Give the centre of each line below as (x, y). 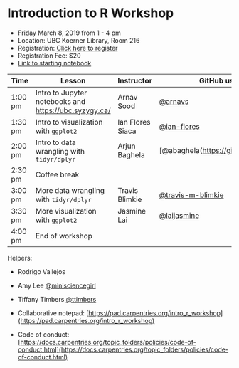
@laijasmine (179, 215)
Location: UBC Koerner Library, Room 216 (79, 40)
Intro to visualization (69, 122)
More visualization (66, 211)
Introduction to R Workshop (91, 13)
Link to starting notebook (54, 63)
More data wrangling (70, 190)
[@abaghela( (181, 150)
